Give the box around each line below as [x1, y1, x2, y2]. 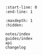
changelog [5, 45, 26, 50]
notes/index [5, 32, 30, 37]
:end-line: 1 [5, 9, 33, 14]
